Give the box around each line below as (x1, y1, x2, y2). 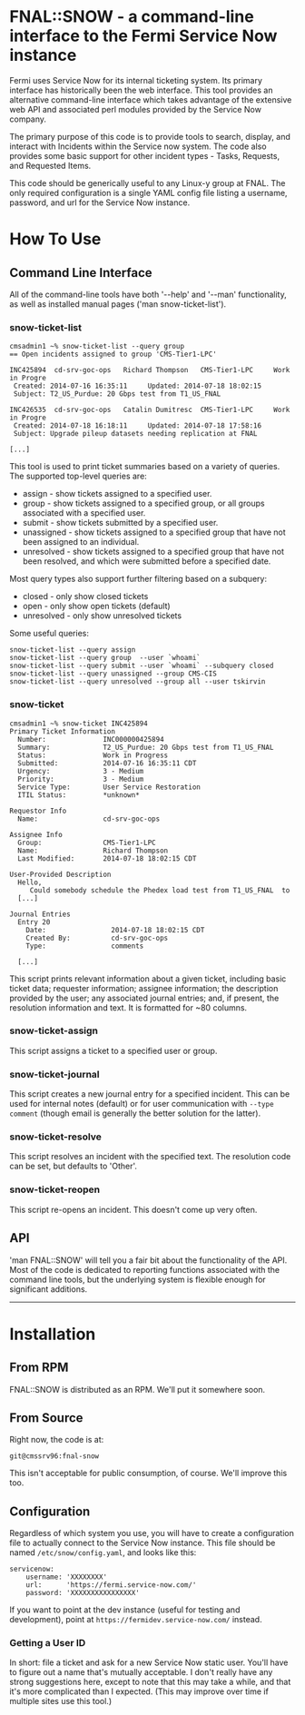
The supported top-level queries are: (9, 470, 147, 482)
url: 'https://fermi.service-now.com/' (25, 1581, 197, 1590)
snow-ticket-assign (9, 1024, 98, 1037)
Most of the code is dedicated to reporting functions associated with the (9, 1264, 280, 1275)
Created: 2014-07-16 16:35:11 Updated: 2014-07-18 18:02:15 (13, 381, 261, 391)
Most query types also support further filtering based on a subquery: (9, 574, 268, 585)
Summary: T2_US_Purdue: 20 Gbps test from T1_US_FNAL (17, 743, 274, 752)
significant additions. (9, 1283, 88, 1295)
